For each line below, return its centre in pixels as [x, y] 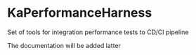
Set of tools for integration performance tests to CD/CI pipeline [98, 32]
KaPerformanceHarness [80, 13]
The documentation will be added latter [64, 45]
